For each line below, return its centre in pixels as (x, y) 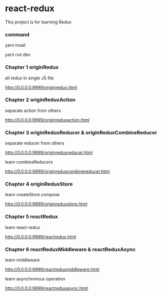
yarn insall (15, 45)
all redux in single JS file (29, 78)
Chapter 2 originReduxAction (40, 100)
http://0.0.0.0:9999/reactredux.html (41, 237)
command (17, 35)
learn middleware (22, 260)
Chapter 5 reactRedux (32, 217)
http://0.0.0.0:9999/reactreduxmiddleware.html (52, 269)
